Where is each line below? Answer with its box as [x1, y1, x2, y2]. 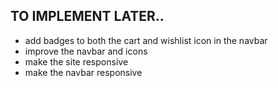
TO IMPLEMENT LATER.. [10, 8, 165, 25]
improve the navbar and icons [24, 45, 148, 57]
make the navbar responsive [24, 66, 143, 78]
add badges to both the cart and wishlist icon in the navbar [24, 34, 268, 46]
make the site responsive [24, 55, 129, 68]
